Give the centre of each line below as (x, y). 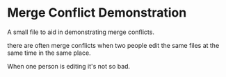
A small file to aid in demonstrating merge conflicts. (81, 32)
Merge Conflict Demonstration (97, 13)
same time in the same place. (49, 53)
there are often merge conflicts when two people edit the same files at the (113, 45)
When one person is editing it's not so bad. (69, 66)
